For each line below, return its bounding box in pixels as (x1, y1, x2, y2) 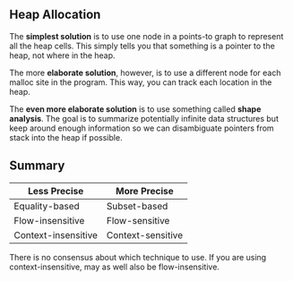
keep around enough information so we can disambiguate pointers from (9, 123, 275, 133)
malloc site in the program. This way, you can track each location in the (9, 76, 272, 88)
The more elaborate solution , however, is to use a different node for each (9, 67, 281, 78)
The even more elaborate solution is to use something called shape (9, 103, 262, 115)
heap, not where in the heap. (9, 49, 116, 61)
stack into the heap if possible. (9, 132, 123, 142)
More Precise (116, 184, 174, 197)
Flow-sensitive (106, 214, 170, 226)
